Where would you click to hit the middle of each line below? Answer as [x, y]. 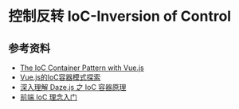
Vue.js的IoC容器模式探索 [60, 77]
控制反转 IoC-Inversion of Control [120, 16]
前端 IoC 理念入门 [49, 97]
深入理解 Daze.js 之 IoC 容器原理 [73, 87]
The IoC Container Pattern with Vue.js [82, 68]
